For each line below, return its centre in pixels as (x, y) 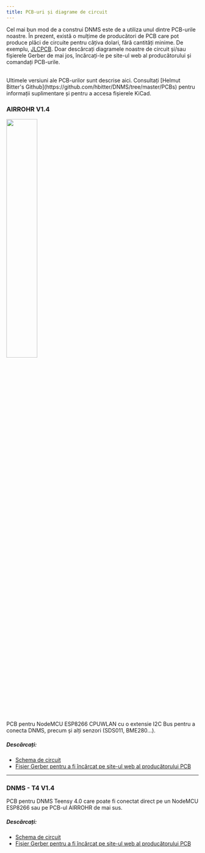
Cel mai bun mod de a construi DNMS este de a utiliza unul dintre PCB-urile (101, 29)
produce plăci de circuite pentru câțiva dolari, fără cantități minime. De (95, 42)
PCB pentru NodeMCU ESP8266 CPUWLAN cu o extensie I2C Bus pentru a (101, 724)
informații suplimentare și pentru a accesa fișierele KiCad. (79, 93)
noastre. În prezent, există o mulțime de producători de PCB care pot (93, 36)
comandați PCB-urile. (33, 62)
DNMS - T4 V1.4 (31, 788)
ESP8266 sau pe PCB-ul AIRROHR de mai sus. (65, 808)
